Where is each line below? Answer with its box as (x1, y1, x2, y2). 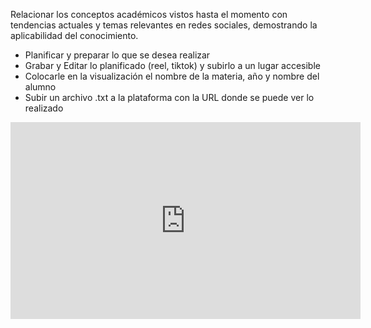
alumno (24, 81, 57, 93)
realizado (24, 102, 64, 114)
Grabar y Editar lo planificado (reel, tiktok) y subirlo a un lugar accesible (24, 60, 321, 71)
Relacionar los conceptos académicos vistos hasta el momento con (10, 9, 288, 20)
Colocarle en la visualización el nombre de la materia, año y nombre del (24, 70, 320, 82)
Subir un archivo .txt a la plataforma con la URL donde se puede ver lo (24, 92, 315, 103)
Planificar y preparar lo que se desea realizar (24, 49, 211, 61)
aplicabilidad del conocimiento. (10, 30, 139, 41)
